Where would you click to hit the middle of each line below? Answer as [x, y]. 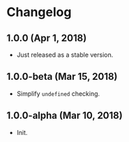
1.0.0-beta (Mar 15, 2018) [62, 77]
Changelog [39, 12]
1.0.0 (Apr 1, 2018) [47, 38]
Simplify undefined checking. [58, 93]
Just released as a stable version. [65, 55]
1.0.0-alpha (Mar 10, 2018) [64, 116]
